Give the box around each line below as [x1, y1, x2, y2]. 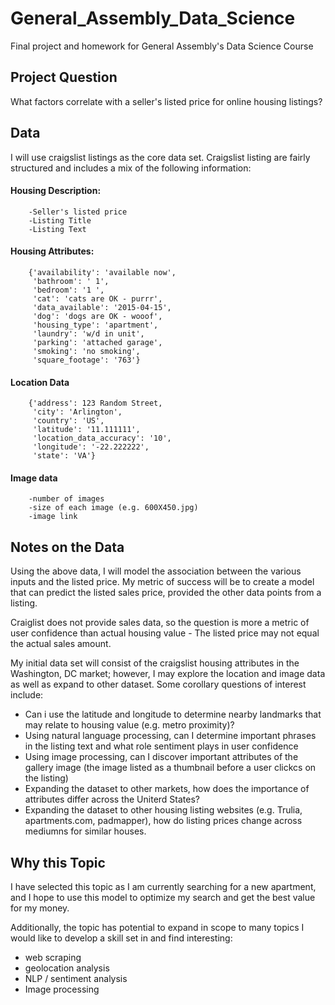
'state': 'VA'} [32, 451, 97, 461]
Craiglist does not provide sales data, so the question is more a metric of [10, 617, 310, 629]
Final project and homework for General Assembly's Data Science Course [10, 40, 314, 52]
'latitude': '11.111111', [32, 425, 141, 435]
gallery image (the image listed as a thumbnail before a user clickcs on [24, 762, 317, 774]
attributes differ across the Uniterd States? [24, 793, 200, 806]
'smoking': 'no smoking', [32, 346, 141, 356]
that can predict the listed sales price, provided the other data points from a [10, 587, 322, 599]
